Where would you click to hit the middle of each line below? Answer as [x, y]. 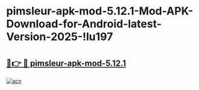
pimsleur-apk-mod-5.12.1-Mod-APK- [100, 11]
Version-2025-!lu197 [60, 37]
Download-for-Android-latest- [84, 24]
